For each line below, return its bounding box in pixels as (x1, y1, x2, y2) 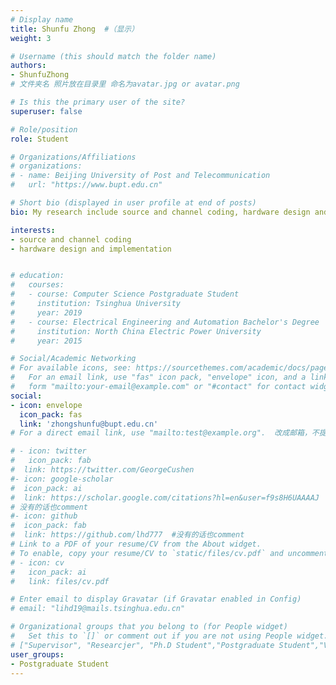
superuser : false (10, 106, 83, 116)
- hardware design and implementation (10, 244, 172, 254)
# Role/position (10, 124, 78, 135)
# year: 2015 (10, 336, 83, 346)
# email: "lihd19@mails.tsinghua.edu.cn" (10, 604, 186, 614)
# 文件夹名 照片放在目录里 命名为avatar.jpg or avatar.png (10, 79, 240, 90)
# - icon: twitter (10, 446, 87, 456)
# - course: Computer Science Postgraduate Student (10, 289, 240, 300)
